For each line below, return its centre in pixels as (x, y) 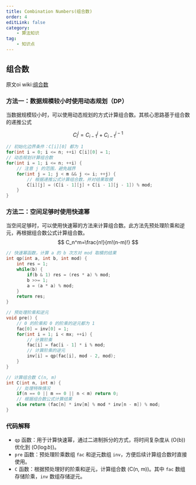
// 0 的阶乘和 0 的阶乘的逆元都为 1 (56, 323)
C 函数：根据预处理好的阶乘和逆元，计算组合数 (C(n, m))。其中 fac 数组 (100, 469)
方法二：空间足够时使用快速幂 (48, 212)
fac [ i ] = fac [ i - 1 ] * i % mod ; (66, 345)
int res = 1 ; (32, 264)
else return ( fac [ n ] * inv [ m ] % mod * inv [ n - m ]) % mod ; (88, 405)
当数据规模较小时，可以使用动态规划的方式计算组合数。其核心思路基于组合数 (98, 115)
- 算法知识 (28, 33)
